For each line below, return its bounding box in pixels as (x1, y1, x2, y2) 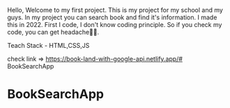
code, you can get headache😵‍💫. (7, 28, 100, 36)
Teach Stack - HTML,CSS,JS (7, 42, 90, 49)
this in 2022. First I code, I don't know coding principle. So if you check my (7, 21, 222, 28)
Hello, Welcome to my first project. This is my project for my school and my (7, 6, 223, 14)
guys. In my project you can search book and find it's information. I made (7, 13, 217, 21)
